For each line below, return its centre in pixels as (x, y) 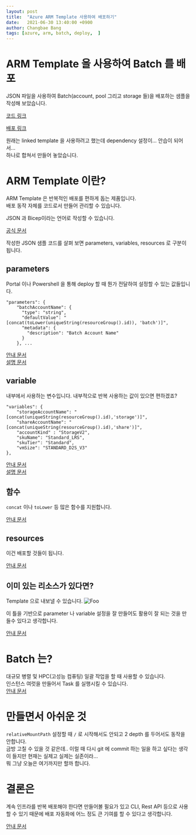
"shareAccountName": (42, 422)
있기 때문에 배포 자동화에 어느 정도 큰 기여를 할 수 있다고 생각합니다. (95, 813)
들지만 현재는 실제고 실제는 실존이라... (55, 756)
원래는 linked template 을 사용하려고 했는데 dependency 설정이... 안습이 (89, 140)
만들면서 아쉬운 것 (46, 717)
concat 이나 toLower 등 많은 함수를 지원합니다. (59, 507)
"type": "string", (44, 312)
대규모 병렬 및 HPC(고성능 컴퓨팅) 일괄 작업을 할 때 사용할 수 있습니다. (86, 676)
